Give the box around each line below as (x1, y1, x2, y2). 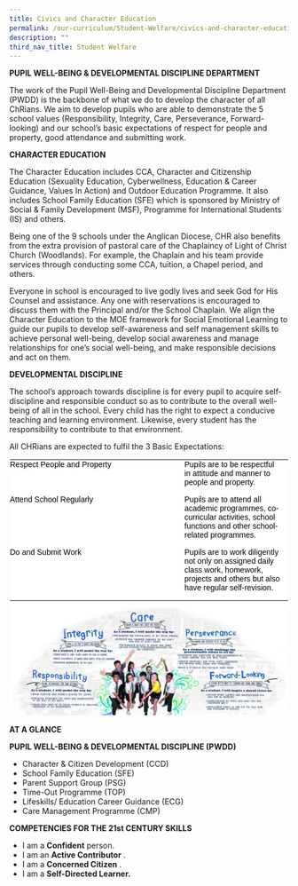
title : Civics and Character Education (9, 14, 157, 23)
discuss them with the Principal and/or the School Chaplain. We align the (9, 305, 275, 315)
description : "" (9, 33, 69, 42)
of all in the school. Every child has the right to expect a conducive (31, 405, 276, 416)
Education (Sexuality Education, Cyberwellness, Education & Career (9, 176, 257, 186)
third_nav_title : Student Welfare (9, 43, 137, 51)
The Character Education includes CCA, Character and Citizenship (9, 167, 252, 178)
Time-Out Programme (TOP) (21, 787, 126, 797)
